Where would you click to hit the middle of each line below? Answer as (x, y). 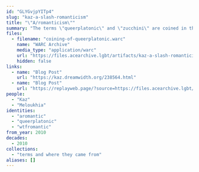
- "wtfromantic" (31, 127)
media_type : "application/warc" (57, 50)
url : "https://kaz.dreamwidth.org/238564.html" (76, 77)
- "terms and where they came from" (57, 154)
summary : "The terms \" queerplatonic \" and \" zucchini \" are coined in (96, 28)
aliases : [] (21, 160)
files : (14, 34)
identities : (21, 111)
